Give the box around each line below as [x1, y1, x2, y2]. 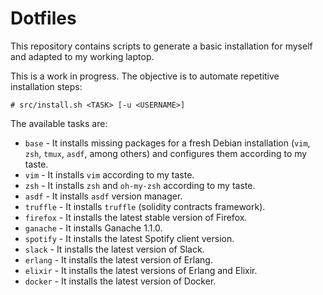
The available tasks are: [10, 117, 108, 129]
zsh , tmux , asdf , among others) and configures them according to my [24, 147, 308, 159]
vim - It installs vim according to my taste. [24, 168, 195, 181]
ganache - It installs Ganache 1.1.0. [24, 222, 163, 234]
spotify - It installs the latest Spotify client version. [24, 232, 235, 244]
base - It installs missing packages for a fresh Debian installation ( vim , [24, 137, 311, 149]
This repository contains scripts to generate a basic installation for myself [10, 40, 313, 52]
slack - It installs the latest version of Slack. [24, 243, 205, 255]
